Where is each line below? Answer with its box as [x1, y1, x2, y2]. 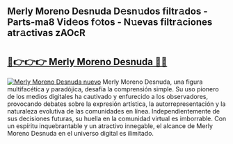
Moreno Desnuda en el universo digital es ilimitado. [7, 129, 154, 137]
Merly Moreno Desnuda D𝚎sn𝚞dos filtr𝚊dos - [7, 6, 208, 17]
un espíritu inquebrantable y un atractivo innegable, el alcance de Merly [7, 122, 214, 130]
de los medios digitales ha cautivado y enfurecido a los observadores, [7, 93, 209, 100]
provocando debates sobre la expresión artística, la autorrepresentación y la [7, 100, 226, 108]
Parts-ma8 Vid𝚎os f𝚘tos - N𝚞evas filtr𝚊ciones [7, 17, 213, 28]
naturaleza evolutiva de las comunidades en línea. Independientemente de [7, 107, 220, 115]
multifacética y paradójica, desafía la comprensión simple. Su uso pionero [7, 85, 219, 93]
